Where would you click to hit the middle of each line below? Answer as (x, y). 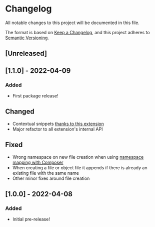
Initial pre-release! (31, 219)
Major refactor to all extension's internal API (57, 129)
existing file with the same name (45, 173)
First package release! (35, 96)
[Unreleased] (26, 53)
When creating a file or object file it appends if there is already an (80, 167)
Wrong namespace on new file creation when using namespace (78, 157)
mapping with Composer (38, 162)
